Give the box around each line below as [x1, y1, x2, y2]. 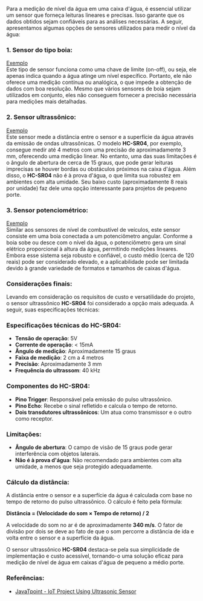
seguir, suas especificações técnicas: [6, 306, 100, 313]
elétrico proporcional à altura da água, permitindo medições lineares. [6, 245, 178, 252]
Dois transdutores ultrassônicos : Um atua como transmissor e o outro [14, 409, 192, 416]
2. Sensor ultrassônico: [6, 113, 77, 121]
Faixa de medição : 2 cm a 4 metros [14, 354, 104, 361]
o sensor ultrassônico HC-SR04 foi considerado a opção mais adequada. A [6, 300, 195, 307]
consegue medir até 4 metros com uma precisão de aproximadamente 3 [6, 146, 186, 153]
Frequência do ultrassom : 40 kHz [14, 367, 101, 374]
